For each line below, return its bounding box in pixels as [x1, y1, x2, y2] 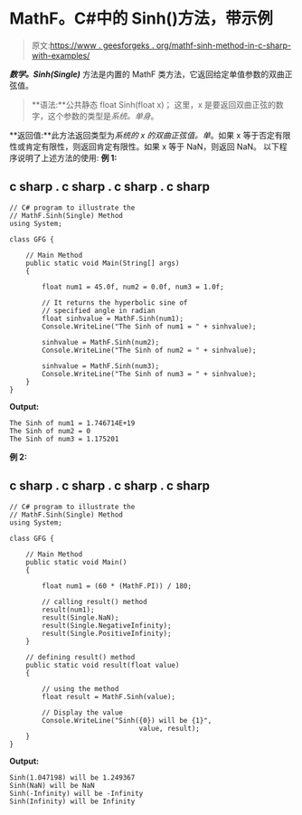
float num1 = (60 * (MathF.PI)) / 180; [42, 581, 193, 591]
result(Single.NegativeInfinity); [42, 621, 172, 630]
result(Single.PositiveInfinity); [42, 629, 172, 638]
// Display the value [42, 707, 124, 717]
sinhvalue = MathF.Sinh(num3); [42, 361, 160, 371]
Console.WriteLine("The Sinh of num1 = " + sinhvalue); [42, 322, 257, 331]
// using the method [42, 684, 119, 693]
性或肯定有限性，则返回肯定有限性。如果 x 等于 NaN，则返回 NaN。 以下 [9, 141, 280, 152]
